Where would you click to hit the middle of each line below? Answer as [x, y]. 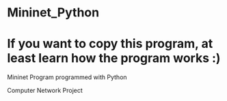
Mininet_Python [53, 13]
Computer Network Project [45, 91]
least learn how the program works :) [114, 58]
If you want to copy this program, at [110, 44]
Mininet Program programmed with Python [67, 77]
